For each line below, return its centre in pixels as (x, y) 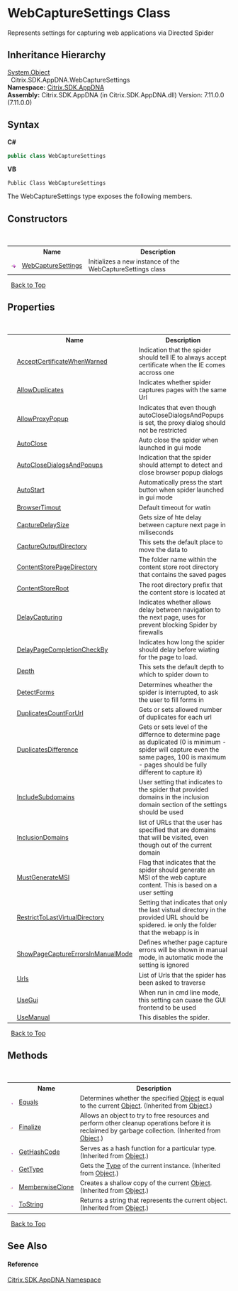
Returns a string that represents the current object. (154, 1200)
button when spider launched (181, 490)
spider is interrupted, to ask (178, 692)
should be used (161, 812)
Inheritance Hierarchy (57, 55)
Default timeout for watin (175, 507)
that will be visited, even (174, 837)
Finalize (30, 1127)
